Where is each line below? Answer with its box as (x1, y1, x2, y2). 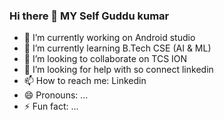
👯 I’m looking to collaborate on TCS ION (23, 53, 188, 65)
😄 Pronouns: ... (23, 89, 89, 101)
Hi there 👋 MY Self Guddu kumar (9, 9, 170, 23)
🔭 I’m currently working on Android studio (23, 32, 196, 44)
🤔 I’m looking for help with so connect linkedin (23, 64, 214, 76)
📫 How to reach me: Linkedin (23, 75, 147, 87)
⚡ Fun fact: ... (23, 100, 79, 113)
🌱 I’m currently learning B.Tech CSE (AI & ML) (23, 42, 212, 54)
